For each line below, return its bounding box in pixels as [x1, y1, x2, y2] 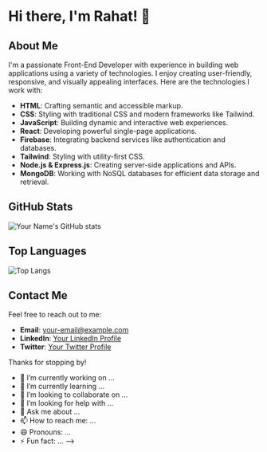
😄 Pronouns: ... [19, 427, 72, 437]
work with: [8, 85, 43, 95]
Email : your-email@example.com [19, 325, 129, 335]
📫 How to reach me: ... [19, 416, 96, 426]
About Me [8, 39, 58, 53]
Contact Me [8, 289, 68, 302]
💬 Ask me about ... [19, 407, 80, 417]
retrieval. [19, 177, 49, 187]
